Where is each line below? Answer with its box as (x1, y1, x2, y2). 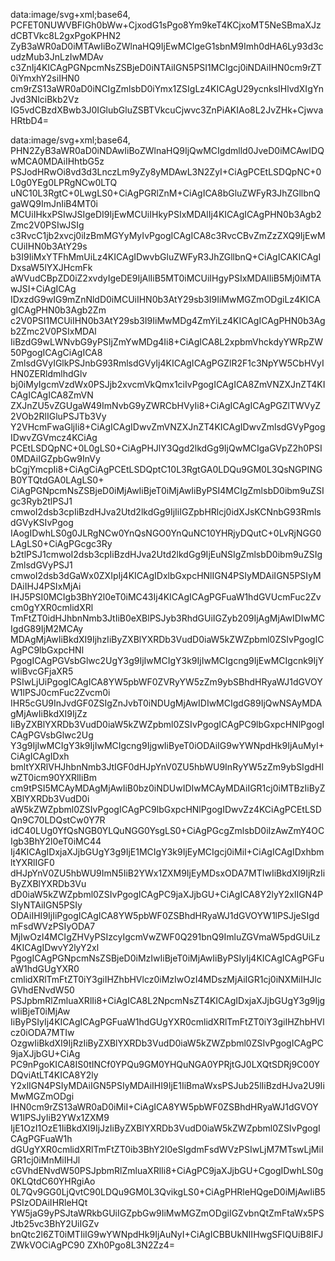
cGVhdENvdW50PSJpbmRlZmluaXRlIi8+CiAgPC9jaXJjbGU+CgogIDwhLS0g (10, 1165, 324, 1176)
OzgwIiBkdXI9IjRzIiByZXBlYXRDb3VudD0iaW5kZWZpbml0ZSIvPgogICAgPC (10, 1037, 324, 1049)
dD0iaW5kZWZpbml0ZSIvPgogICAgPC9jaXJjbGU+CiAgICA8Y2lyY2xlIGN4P (10, 889, 324, 900)
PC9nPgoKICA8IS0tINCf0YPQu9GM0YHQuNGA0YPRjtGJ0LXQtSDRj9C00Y (10, 1059, 321, 1070)
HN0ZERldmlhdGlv (10, 368, 88, 379)
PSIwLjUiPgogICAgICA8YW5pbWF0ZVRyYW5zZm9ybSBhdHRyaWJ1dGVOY (10, 676, 323, 688)
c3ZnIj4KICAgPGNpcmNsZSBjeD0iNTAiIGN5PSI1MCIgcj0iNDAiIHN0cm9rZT (10, 62, 323, 73)
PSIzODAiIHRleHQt (10, 1197, 88, 1208)
